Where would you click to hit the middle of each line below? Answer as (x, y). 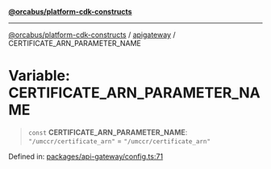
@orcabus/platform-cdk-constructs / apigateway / (92, 35)
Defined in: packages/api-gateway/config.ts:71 (86, 156)
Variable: (40, 76)
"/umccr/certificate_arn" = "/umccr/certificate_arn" (119, 141)
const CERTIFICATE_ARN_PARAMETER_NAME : (108, 132)
